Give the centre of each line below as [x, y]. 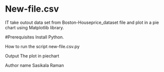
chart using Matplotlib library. [35, 27]
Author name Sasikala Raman [35, 65]
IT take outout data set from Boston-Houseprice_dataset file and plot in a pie [82, 22]
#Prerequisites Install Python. [35, 37]
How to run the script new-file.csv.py [42, 46]
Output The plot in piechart [32, 56]
